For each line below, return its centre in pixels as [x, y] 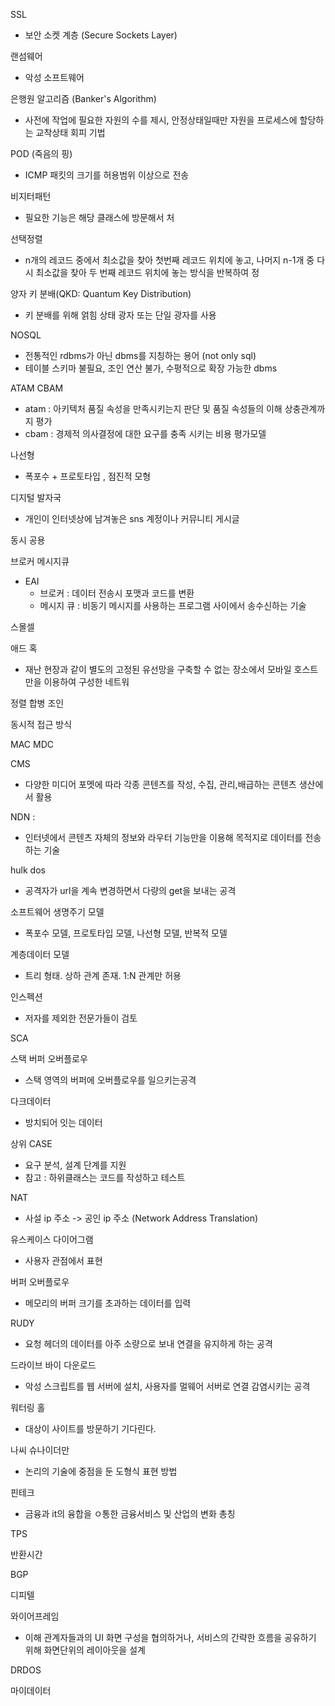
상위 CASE [31, 1143]
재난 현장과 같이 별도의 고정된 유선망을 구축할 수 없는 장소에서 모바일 [158, 669]
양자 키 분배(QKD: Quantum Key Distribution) [101, 293]
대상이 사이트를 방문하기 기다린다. [90, 1428]
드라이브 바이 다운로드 [53, 1365]
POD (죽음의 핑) [41, 153]
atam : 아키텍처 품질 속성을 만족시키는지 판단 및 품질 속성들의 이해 [153, 408]
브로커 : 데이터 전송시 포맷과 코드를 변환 [117, 593]
